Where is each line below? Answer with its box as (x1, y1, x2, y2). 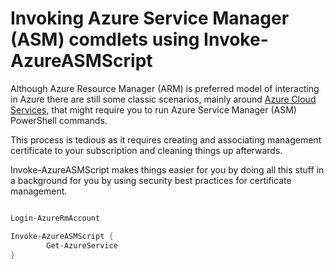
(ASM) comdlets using (10, 28, 200, 51)
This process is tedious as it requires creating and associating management (10, 133, 322, 146)
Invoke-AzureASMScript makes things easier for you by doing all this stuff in (10, 163, 325, 176)
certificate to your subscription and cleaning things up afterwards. (10, 144, 283, 156)
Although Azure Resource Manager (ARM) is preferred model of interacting (10, 82, 320, 94)
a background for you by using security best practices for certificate (10, 174, 292, 186)
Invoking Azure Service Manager (10, 7, 290, 30)
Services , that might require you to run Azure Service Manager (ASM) (10, 103, 297, 116)
